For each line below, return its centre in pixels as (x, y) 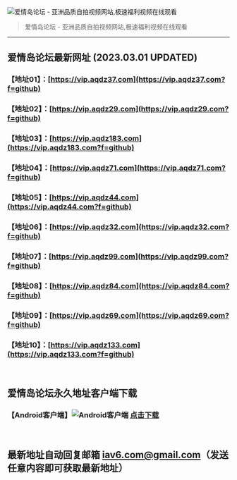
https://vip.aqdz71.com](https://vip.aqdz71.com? (139, 168)
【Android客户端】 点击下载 (83, 415)
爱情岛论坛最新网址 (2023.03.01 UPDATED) (102, 57)
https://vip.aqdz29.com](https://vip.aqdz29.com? (140, 109)
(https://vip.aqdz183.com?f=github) (71, 148)
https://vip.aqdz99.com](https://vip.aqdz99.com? (140, 256)
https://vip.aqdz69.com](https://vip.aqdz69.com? (140, 315)
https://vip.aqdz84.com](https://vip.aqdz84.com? (141, 285)
